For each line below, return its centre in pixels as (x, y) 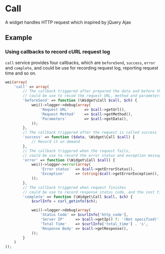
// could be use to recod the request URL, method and (80, 96)
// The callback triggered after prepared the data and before (89, 91)
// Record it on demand (55, 142)
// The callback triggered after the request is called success (90, 133)
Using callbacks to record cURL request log (58, 52)
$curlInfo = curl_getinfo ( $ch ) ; (64, 201)
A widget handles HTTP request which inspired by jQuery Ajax (68, 22)
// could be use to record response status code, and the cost (89, 192)
